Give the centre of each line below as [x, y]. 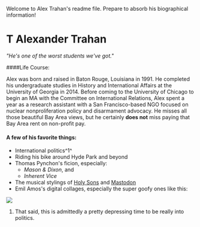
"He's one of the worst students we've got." [60, 56]
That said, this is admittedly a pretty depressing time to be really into [99, 211]
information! [21, 15]
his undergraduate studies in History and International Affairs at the [89, 85]
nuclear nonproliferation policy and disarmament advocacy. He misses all [97, 111]
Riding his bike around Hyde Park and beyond [71, 157]
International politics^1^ [43, 151]
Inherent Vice [40, 176]
